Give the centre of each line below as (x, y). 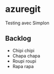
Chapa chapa (26, 56)
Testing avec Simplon (27, 23)
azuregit (23, 9)
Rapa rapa (23, 66)
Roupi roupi (24, 61)
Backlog (18, 38)
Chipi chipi (23, 50)
